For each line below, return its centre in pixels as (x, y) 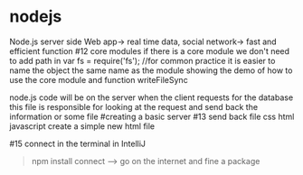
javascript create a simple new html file (82, 126)
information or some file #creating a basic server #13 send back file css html (152, 116)
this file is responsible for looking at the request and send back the (134, 106)
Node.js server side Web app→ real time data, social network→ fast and (143, 41)
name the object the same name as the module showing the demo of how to (151, 70)
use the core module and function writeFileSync (99, 79)
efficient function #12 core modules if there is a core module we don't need (150, 51)
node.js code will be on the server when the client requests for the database (151, 97)
